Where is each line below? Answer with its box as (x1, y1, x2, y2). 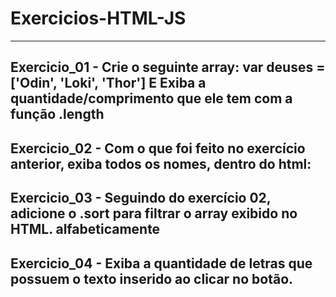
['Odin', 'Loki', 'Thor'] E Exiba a (10, 75, 207, 92)
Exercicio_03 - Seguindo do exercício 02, (10, 190, 272, 207)
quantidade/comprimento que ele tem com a (10, 90, 293, 107)
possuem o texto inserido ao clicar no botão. (10, 270, 294, 287)
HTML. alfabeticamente (10, 221, 161, 238)
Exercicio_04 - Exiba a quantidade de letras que (10, 255, 313, 272)
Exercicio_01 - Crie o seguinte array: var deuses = (10, 59, 326, 76)
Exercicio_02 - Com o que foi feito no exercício (10, 140, 306, 157)
